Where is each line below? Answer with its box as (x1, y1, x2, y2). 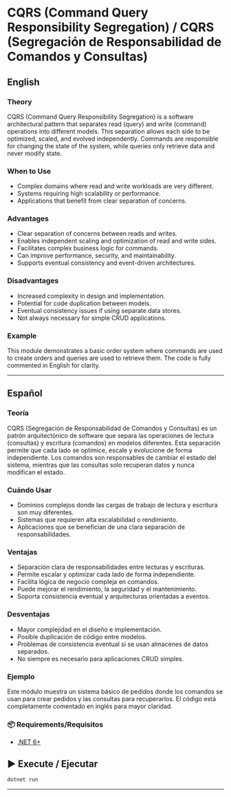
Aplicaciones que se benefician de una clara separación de (16, 523, 186, 532)
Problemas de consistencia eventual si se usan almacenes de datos (16, 640, 208, 648)
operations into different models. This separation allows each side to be (7, 127, 210, 135)
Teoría (7, 408, 30, 418)
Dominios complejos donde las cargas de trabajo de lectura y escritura (16, 501, 218, 510)
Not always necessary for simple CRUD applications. (16, 314, 167, 322)
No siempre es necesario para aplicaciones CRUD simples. (16, 654, 184, 663)
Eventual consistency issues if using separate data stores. (16, 306, 182, 314)
